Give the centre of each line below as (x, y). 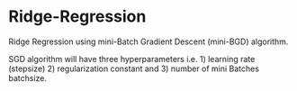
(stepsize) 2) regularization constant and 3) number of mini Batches (134, 68)
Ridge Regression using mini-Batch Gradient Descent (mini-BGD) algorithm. (148, 41)
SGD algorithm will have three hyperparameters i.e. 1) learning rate (132, 59)
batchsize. (27, 77)
